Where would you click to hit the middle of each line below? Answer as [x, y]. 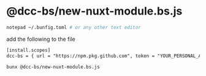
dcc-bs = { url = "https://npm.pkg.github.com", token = [81, 56]
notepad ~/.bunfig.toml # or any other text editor [74, 27]
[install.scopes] [29, 50]
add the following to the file [41, 39]
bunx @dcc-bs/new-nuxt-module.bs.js [53, 67]
